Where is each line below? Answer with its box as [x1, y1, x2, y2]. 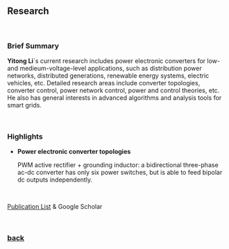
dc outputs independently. [17, 175, 92, 184]
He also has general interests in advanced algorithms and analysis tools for [7, 94, 222, 102]
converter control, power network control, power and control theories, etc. [7, 86, 220, 95]
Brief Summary [7, 41, 60, 51]
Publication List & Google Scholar [7, 203, 103, 211]
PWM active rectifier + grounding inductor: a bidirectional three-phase [17, 161, 219, 169]
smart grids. [7, 101, 42, 110]
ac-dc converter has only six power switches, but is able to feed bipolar [17, 169, 223, 177]
